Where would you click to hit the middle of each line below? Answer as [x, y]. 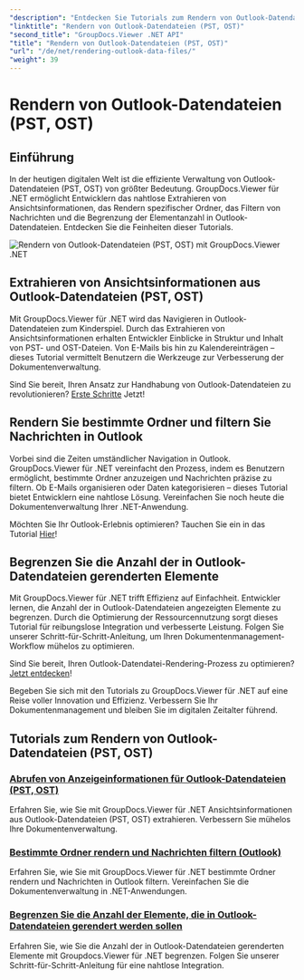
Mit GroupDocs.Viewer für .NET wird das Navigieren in [111, 319]
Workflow [27, 646]
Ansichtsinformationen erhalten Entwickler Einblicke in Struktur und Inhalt [146, 338]
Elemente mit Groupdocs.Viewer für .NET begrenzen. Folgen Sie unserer [144, 956]
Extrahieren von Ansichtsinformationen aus [135, 283]
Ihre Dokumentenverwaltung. [63, 829]
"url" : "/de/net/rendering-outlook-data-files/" [103, 52]
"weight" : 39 [34, 60]
